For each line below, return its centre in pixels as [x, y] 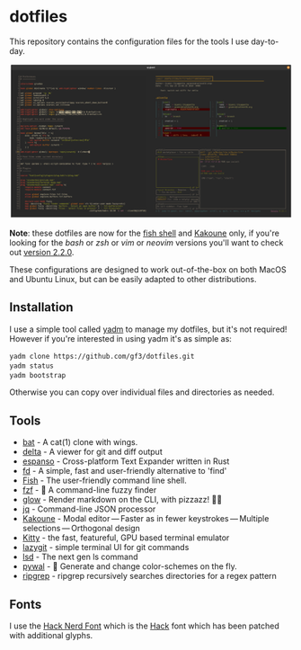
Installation [41, 307]
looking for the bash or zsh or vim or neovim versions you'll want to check [146, 243]
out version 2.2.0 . [42, 253]
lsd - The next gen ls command [80, 557]
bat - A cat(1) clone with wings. [80, 442]
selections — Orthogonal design [81, 529]
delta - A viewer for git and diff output [93, 452]
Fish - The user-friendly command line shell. [104, 481]
